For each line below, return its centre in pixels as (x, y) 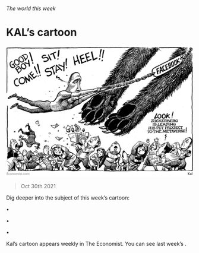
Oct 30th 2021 (38, 186)
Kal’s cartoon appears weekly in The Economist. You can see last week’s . (97, 243)
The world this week (31, 8)
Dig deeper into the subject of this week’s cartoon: (68, 197)
